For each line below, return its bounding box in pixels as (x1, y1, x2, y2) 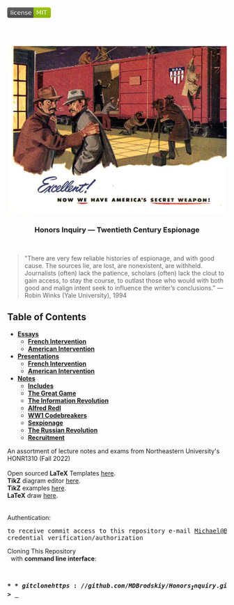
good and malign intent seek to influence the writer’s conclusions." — (24, 283, 224, 292)
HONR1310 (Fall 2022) (7, 454, 71, 462)
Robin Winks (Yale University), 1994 (24, 291, 127, 299)
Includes (27, 382, 54, 390)
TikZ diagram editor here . (7, 476, 81, 485)
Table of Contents (7, 311, 87, 323)
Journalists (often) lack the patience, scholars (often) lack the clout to (24, 269, 225, 277)
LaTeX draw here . (7, 491, 58, 499)
